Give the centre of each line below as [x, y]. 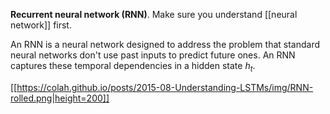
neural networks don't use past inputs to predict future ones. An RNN [153, 55]
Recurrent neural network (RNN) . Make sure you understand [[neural [154, 14]
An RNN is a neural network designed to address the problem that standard [165, 44]
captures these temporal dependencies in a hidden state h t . [133, 67]
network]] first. [41, 25]
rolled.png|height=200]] [60, 98]
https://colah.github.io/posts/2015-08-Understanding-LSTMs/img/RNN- [165, 87]
